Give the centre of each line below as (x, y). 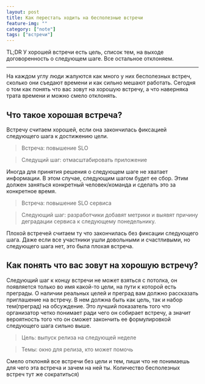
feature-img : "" (27, 23)
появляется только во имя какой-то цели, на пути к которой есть (92, 286)
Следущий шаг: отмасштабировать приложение (84, 160)
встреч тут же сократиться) (43, 374)
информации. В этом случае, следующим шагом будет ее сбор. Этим (97, 178)
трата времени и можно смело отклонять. (62, 96)
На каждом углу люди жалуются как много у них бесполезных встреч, (99, 76)
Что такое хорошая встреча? (64, 115)
